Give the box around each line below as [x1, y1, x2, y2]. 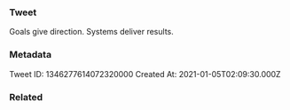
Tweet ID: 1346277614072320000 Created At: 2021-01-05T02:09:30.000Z [9, 68, 281, 79]
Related [9, 90, 43, 103]
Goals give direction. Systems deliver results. [9, 27, 175, 37]
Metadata [9, 49, 51, 61]
